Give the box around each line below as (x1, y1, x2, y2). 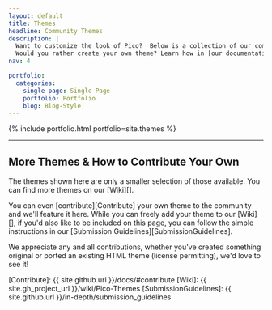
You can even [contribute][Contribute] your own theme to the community (8, 201, 253, 210)
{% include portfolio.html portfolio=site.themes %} (8, 124, 176, 134)
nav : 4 (8, 57, 31, 66)
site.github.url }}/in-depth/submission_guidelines (8, 292, 172, 302)
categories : (15, 79, 57, 87)
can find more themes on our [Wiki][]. (8, 185, 134, 195)
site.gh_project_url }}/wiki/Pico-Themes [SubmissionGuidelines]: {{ (8, 284, 232, 294)
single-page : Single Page (23, 87, 111, 95)
